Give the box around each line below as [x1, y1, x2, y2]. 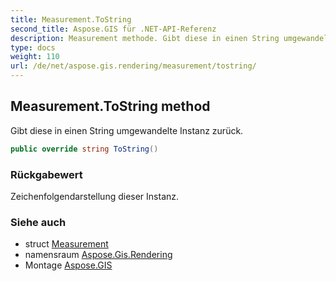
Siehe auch [10, 215, 67, 229]
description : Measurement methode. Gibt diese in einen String [10, 33, 280, 43]
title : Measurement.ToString [10, 14, 132, 25]
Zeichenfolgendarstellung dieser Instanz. [10, 190, 180, 202]
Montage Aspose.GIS [24, 259, 113, 271]
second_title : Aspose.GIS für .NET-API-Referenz [10, 24, 217, 34]
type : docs [10, 42, 56, 53]
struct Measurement [24, 238, 109, 250]
